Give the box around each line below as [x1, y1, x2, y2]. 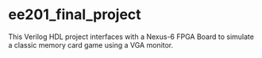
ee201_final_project [8, 6, 141, 24]
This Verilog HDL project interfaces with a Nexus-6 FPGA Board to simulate [8, 32, 254, 41]
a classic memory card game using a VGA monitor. [8, 40, 174, 49]
